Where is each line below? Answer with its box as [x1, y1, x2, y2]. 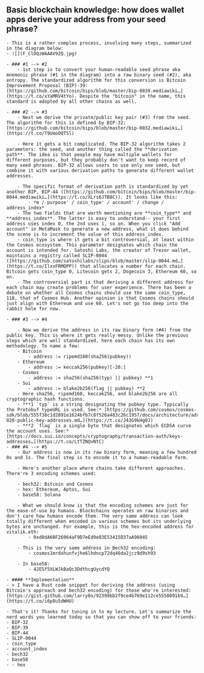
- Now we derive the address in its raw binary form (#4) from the [17, 327, 191, 333]
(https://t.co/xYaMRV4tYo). [6, 93, 78, 99]
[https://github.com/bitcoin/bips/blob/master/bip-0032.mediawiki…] [6, 125, 183, 131]
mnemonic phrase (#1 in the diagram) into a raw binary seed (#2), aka [6, 72, 191, 78]
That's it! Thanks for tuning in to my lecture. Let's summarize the [12, 609, 191, 615]
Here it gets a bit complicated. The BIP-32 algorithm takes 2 [22, 141, 186, 147]
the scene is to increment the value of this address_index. [6, 231, 165, 237]
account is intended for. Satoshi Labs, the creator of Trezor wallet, [6, 247, 191, 253]
